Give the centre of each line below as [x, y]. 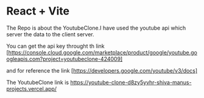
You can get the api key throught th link [55, 46]
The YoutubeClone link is [37, 82]
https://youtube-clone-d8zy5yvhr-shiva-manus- [131, 82]
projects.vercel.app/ [31, 88]
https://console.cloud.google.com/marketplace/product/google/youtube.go [103, 52]
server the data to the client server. [50, 34]
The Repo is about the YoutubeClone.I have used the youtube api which [96, 28]
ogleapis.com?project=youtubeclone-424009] [65, 59]
